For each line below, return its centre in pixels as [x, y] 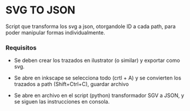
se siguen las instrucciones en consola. [62, 102]
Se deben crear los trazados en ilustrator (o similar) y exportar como [97, 60]
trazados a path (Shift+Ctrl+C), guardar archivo [71, 84]
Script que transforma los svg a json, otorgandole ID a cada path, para [91, 26]
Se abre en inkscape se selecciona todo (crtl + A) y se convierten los [98, 78]
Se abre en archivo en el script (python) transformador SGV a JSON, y [99, 96]
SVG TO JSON [41, 10]
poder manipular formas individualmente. [55, 32]
